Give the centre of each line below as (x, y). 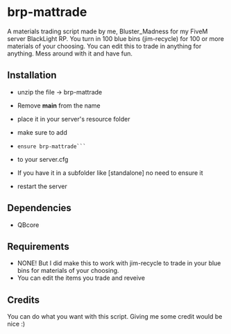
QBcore (28, 225)
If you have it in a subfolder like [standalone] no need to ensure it (110, 173)
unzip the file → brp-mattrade (60, 92)
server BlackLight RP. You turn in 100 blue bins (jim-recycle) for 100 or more (115, 38)
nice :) (16, 324)
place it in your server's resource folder (74, 119)
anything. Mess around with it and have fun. (70, 53)
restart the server (42, 186)
